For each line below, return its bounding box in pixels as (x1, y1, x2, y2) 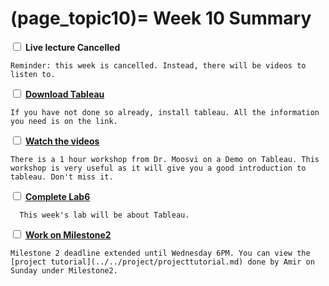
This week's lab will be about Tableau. (19, 210, 190, 220)
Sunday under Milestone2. (10, 265, 118, 276)
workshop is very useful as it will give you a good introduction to (10, 163, 307, 173)
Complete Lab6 (24, 190, 91, 202)
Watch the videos (24, 135, 100, 147)
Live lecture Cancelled (24, 41, 121, 53)
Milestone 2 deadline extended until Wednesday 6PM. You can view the (10, 248, 311, 258)
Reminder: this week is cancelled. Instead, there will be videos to (10, 60, 307, 71)
